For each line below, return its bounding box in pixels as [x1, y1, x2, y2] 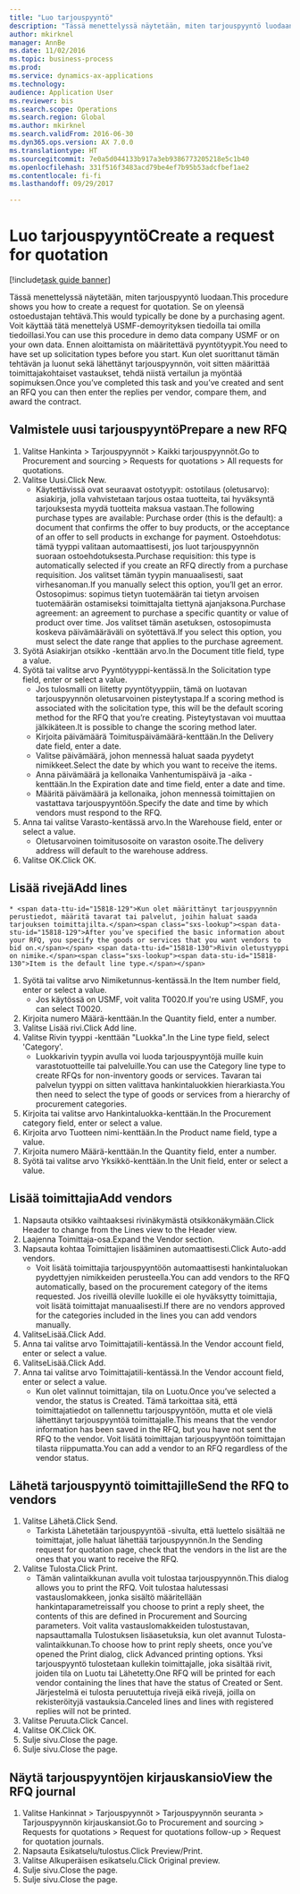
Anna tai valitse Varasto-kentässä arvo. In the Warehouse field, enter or [21, 816, 283, 828]
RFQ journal [9, 1784, 76, 1799]
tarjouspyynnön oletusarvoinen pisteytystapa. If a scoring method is [35, 692, 284, 703]
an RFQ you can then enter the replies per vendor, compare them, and [9, 386, 267, 398]
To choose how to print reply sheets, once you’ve [90, 1639, 273, 1651]
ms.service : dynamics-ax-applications [9, 72, 154, 81]
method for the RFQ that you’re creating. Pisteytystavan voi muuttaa [35, 712, 286, 723]
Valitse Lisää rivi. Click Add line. [21, 1022, 137, 1033]
